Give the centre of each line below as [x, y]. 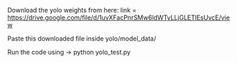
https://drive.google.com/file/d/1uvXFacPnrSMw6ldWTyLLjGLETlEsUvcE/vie [119, 17]
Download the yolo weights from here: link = [72, 10]
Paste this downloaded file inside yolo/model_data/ [82, 38]
